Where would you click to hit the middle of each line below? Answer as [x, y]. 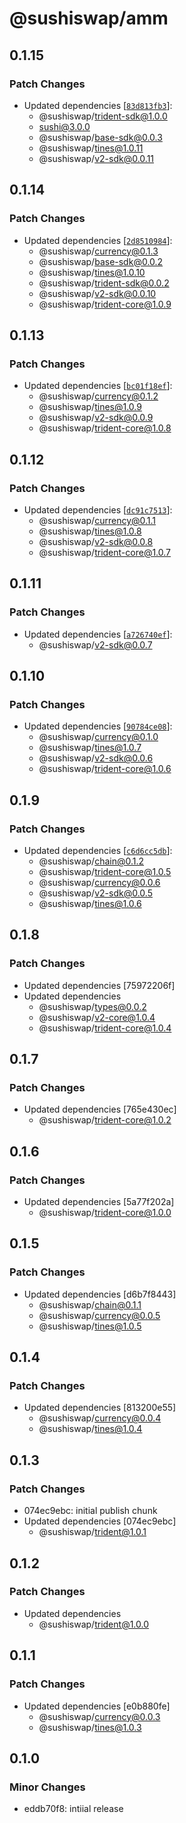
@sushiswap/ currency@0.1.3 [98, 251]
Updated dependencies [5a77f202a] [99, 1202]
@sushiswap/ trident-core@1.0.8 [105, 428]
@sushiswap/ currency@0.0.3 [99, 1716]
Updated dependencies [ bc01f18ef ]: [98, 386]
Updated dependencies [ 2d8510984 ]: [98, 240]
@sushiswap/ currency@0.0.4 [100, 1418]
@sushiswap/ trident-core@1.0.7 [105, 552]
